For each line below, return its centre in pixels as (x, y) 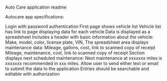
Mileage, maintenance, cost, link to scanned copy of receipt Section (75, 53)
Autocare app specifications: (35, 17)
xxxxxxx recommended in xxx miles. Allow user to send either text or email (82, 63)
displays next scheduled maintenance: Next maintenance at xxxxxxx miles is (84, 58)
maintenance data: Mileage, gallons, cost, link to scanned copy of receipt (80, 47)
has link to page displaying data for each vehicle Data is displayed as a (78, 32)
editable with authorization (32, 74)
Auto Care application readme (36, 7)
